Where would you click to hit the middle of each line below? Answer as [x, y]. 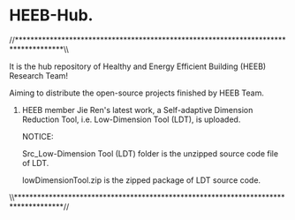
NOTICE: [38, 136]
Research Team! [39, 75]
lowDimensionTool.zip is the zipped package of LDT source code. [141, 180]
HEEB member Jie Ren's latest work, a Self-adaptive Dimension [137, 110]
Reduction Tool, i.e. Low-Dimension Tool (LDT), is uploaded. [131, 119]
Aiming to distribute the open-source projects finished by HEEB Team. [137, 93]
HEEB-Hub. [51, 15]
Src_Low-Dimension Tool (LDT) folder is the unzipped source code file [150, 153]
